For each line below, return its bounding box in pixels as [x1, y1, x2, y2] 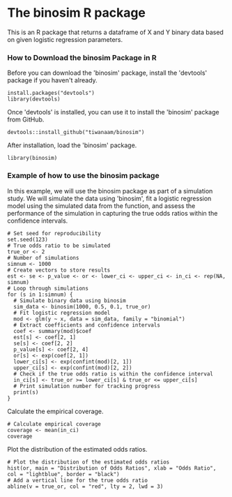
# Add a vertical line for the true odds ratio [7, 477, 148, 484]
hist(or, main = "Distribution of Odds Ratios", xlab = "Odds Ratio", [7, 464, 217, 472]
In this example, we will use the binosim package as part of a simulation [7, 186, 213, 195]
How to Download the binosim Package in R [7, 52, 157, 62]
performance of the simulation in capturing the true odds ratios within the [7, 209, 218, 217]
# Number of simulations [7, 254, 79, 261]
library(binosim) [7, 155, 58, 162]
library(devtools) [7, 96, 61, 103]
